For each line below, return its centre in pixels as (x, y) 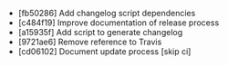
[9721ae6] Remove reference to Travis (90, 42)
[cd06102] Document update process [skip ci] (104, 52)
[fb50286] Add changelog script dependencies (107, 13)
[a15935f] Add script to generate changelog (100, 32)
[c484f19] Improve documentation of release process (119, 23)
